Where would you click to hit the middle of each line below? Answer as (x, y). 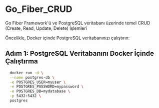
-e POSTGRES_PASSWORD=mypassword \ (47, 87)
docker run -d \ (26, 73)
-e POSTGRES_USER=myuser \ (38, 82)
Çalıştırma (22, 61)
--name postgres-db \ (32, 77)
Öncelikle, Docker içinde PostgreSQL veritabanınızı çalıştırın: (67, 38)
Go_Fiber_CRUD (39, 9)
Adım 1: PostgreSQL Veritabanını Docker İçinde (79, 54)
